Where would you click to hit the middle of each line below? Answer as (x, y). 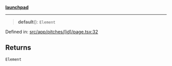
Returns (18, 48)
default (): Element (37, 22)
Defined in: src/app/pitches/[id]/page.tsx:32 (52, 32)
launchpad (17, 7)
